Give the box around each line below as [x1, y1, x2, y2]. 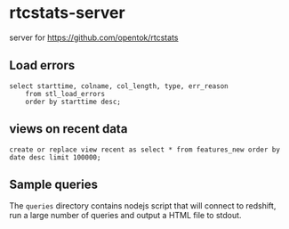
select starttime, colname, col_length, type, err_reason [9, 81, 229, 91]
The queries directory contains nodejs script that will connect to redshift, [9, 200, 277, 211]
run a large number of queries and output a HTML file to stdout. [9, 210, 242, 221]
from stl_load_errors [25, 89, 105, 98]
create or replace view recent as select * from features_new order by [9, 145, 280, 154]
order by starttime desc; [25, 97, 122, 106]
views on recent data [9, 121, 128, 136]
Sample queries [9, 176, 98, 192]
